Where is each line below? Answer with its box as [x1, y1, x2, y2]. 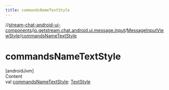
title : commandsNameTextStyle [5, 7, 70, 13]
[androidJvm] [5, 67, 34, 74]
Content [5, 73, 23, 79]
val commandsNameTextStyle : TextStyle [5, 78, 91, 85]
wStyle [5, 32, 20, 39]
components [5, 27, 32, 33]
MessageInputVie [126, 27, 164, 33]
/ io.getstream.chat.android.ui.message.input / [31, 27, 127, 33]
